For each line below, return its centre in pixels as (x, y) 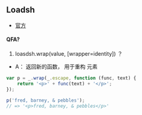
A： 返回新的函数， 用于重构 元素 (56, 67)
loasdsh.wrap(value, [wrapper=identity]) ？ (69, 54)
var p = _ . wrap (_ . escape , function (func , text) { (71, 78)
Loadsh (21, 10)
